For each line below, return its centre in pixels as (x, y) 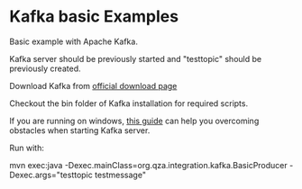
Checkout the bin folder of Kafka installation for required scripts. (129, 103)
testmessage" (120, 175)
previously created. (45, 68)
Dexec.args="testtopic (51, 175)
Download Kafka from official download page (93, 85)
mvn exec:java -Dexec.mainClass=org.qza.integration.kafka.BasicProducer (149, 165)
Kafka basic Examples (94, 17)
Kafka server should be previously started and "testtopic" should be (136, 58)
